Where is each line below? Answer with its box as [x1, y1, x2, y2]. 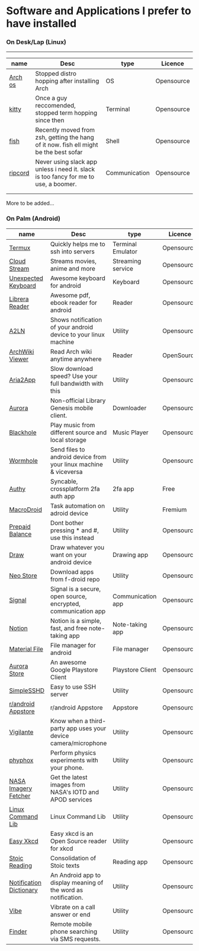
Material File [9, 645, 43, 653]
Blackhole [9, 428, 37, 437]
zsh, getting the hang [35, 133, 94, 142]
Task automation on [50, 501, 105, 510]
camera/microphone [50, 739, 107, 747]
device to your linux [50, 330, 105, 339]
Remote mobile [50, 920, 92, 928]
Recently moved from [35, 126, 95, 134]
